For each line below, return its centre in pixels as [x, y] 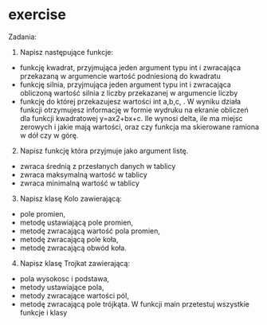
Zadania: [23, 37]
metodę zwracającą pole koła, [69, 239]
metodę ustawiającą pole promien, [77, 222]
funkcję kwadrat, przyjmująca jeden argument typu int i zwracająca [130, 67]
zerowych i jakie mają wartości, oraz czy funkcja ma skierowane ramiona [139, 127]
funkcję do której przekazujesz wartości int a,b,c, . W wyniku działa [130, 101]
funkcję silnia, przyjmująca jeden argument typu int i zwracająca [125, 84]
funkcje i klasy [43, 312]
